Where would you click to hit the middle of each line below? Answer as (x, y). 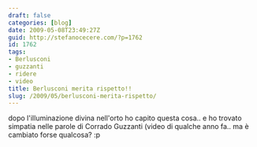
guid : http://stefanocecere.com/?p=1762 (76, 37)
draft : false (30, 15)
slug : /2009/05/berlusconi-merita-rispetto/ (82, 96)
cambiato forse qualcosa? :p (54, 135)
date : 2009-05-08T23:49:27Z (54, 30)
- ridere (22, 74)
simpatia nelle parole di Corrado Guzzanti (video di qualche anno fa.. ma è (129, 127)
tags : (17, 52)
